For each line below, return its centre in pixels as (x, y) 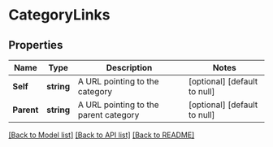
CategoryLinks (60, 15)
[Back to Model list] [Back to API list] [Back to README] (102, 135)
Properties (36, 45)
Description (129, 68)
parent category (108, 115)
